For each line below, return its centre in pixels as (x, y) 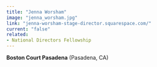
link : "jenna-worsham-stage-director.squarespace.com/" (79, 23)
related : (17, 35)
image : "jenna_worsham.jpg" (42, 18)
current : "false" (28, 29)
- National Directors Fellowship (49, 40)
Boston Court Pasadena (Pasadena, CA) (57, 58)
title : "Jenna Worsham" (37, 12)
